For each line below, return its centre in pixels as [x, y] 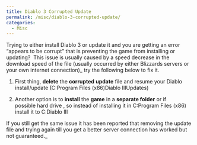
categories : [21, 22]
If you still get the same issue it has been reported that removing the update [99, 123]
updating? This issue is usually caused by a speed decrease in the [88, 57]
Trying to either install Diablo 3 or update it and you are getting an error [93, 45]
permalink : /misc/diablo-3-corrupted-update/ [63, 17]
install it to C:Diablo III [41, 112]
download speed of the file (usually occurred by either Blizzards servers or [98, 64]
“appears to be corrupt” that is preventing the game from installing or [91, 51]
